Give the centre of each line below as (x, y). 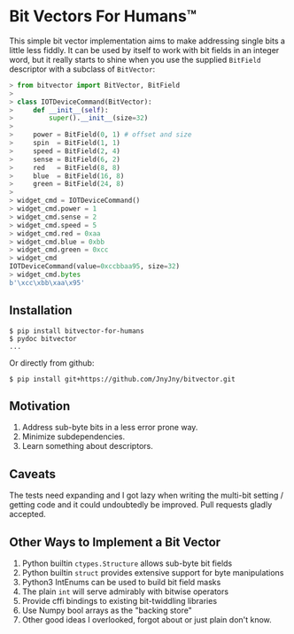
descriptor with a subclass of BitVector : (82, 69)
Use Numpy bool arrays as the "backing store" (107, 611)
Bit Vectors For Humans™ (103, 16)
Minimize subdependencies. (73, 437)
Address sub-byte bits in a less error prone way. (110, 428)
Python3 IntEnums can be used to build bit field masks (121, 583)
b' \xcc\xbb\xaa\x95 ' (47, 282)
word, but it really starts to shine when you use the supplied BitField (135, 59)
